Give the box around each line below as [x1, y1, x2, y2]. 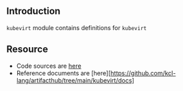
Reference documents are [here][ [16, 68, 111, 77]
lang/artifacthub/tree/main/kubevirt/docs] [16, 76, 134, 84]
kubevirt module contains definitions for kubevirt [6, 23, 147, 31]
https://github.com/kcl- [110, 68, 176, 77]
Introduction [6, 5, 61, 17]
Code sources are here [16, 62, 82, 70]
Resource [6, 44, 49, 55]
